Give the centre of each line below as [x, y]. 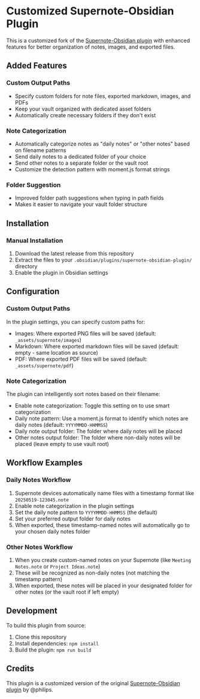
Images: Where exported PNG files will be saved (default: [86, 333]
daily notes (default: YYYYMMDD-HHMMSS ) [61, 424]
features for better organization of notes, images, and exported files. [91, 47]
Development [32, 611]
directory [26, 266]
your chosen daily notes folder [52, 531]
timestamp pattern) [39, 579]
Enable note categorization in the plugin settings [75, 505]
